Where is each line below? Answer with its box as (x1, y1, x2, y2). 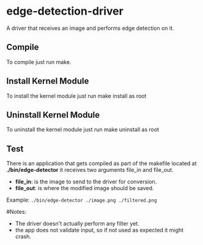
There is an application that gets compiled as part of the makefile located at (6, 160, 197, 167)
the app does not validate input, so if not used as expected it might (15, 227, 184, 234)
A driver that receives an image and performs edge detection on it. (6, 24, 174, 32)
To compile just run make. (6, 58, 72, 65)
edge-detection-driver (6, 4, 124, 18)
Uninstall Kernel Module (6, 110, 100, 120)
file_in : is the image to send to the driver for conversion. (15, 178, 157, 185)
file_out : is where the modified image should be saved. (15, 185, 154, 192)
